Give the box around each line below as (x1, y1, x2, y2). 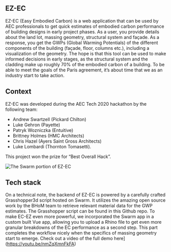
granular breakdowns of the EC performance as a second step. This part (5, 224, 158, 230)
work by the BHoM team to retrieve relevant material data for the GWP (5, 203, 153, 209)
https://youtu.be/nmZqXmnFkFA (7, 241, 75, 247)
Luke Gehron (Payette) (12, 122, 60, 128)
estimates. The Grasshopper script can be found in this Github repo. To (5, 208, 155, 215)
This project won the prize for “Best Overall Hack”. (5, 153, 111, 160)
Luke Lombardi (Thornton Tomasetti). (12, 143, 91, 149)
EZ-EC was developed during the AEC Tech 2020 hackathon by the (5, 101, 147, 107)
